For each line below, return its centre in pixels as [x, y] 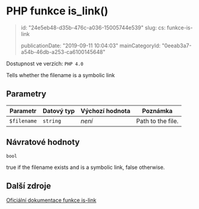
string [52, 121]
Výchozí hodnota [105, 111]
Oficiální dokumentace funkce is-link [51, 200]
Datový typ [59, 111]
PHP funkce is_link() [57, 11]
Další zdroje [29, 186]
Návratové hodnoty [43, 142]
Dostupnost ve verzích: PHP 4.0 [45, 63]
